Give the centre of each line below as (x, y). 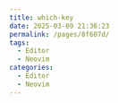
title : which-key (42, 17)
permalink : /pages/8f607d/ (59, 34)
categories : (31, 68)
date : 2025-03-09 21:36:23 (59, 26)
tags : (19, 43)
